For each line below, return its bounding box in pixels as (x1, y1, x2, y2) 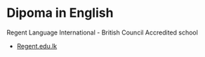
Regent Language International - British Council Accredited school (6, 28, 198, 37)
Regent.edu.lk (16, 42, 58, 50)
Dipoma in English (6, 5, 114, 21)
